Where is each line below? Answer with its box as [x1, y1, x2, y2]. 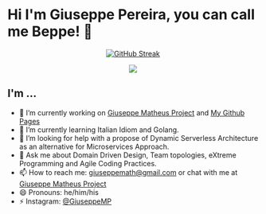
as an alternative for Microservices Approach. [18, 142, 170, 151]
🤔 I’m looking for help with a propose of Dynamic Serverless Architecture [18, 133, 259, 142]
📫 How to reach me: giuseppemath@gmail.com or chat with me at [18, 167, 238, 177]
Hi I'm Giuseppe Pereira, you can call [7, 6, 256, 24]
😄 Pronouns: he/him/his [18, 187, 99, 196]
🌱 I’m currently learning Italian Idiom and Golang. [18, 125, 180, 134]
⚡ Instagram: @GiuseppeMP [18, 196, 112, 206]
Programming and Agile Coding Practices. [18, 158, 157, 168]
